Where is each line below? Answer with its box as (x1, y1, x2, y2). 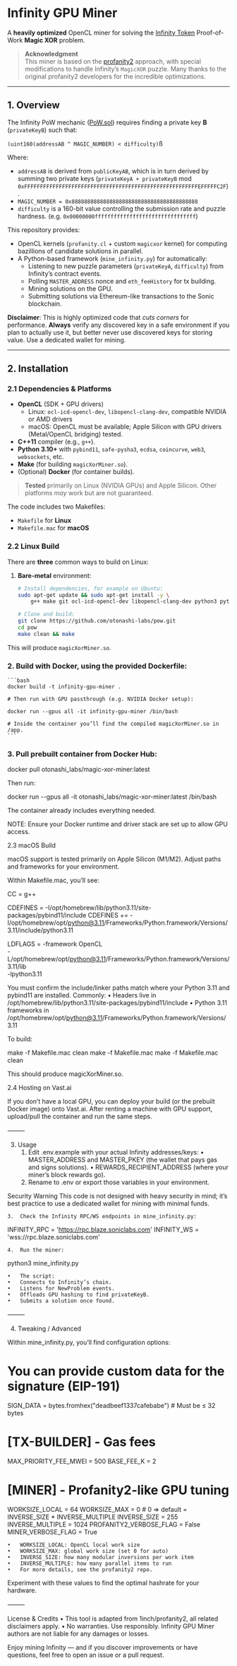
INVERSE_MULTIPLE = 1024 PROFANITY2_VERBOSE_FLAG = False (7, 1520, 201, 1529)
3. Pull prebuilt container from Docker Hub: (7, 749, 157, 759)
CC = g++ (7, 890, 37, 898)
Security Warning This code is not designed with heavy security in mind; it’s (7, 1192, 228, 1201)
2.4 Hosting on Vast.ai (7, 1084, 72, 1092)
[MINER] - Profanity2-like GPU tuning (7, 1482, 229, 1498)
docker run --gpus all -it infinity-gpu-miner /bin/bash (7, 708, 178, 715)
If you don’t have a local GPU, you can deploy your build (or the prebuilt (7, 1097, 215, 1106)
